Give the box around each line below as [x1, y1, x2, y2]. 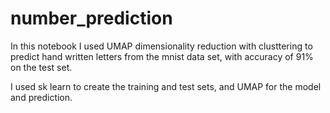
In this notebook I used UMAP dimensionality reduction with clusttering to [10, 40, 313, 52]
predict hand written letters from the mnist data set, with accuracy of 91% [10, 50, 314, 62]
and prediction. [10, 91, 73, 103]
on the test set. [10, 61, 73, 73]
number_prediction [10, 7, 173, 30]
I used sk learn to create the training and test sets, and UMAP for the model [10, 80, 322, 92]
